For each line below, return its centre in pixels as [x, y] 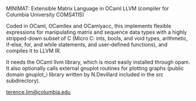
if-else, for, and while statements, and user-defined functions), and [87, 44]
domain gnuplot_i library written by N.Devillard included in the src [85, 74]
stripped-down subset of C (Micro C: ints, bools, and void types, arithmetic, [97, 38]
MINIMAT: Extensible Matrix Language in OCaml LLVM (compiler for [88, 8]
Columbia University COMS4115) [45, 15]
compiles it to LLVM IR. [34, 51]
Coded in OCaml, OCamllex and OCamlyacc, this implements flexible [89, 26]
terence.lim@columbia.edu [39, 92]
